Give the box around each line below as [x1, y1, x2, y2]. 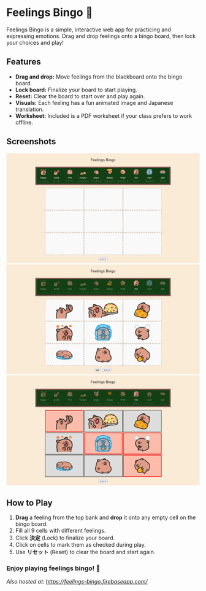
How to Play [6, 497, 53, 508]
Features [6, 56, 41, 67]
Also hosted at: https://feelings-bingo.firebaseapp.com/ [6, 578, 148, 585]
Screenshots [6, 136, 56, 147]
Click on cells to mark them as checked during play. [15, 541, 146, 549]
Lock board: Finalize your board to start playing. [15, 86, 138, 93]
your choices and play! [6, 39, 64, 46]
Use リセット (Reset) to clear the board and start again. [15, 549, 156, 556]
